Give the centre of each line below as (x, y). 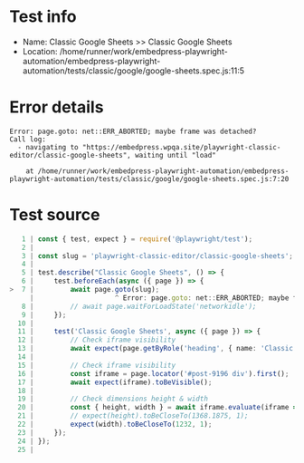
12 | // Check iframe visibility (97, 340)
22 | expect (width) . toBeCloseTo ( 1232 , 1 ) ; (115, 424)
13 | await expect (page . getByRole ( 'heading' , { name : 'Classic (156, 349)
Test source (55, 215)
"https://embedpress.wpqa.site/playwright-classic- (181, 147)
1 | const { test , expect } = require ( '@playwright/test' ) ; (137, 239)
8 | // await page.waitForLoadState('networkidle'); (139, 306)
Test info (43, 17)
